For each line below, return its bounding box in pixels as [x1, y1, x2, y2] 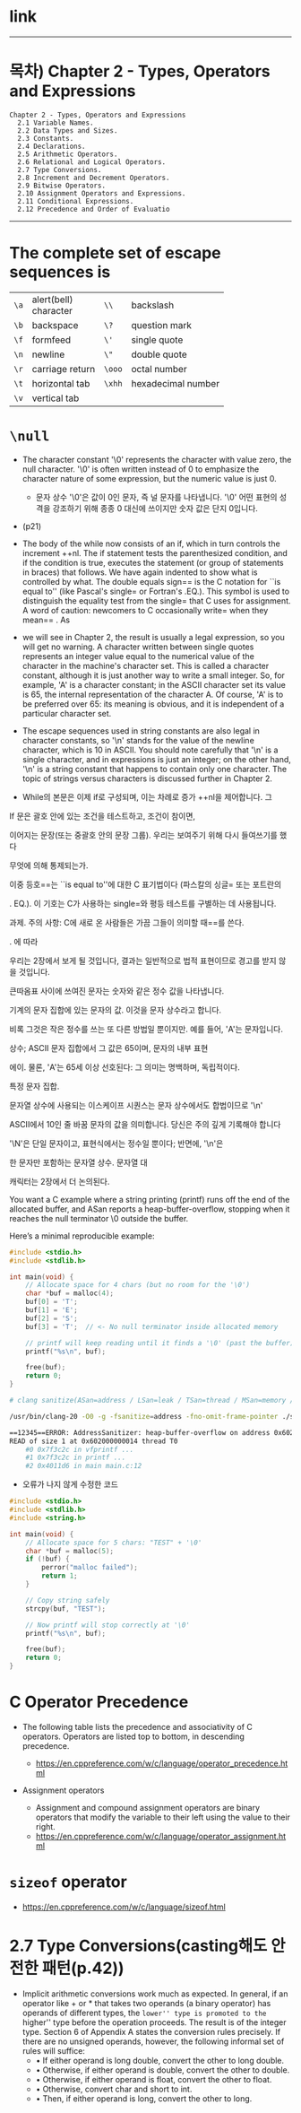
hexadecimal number [131, 377, 220, 389]
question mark [131, 318, 193, 331]
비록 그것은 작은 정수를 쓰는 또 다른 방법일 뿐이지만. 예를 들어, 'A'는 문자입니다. [9, 1023, 284, 1034]
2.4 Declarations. [17, 142, 87, 151]
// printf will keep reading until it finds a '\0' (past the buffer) [25, 1338, 295, 1347]
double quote [131, 348, 188, 361]
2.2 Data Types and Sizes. [17, 126, 118, 135]
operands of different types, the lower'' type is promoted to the [21, 2007, 267, 2018]
